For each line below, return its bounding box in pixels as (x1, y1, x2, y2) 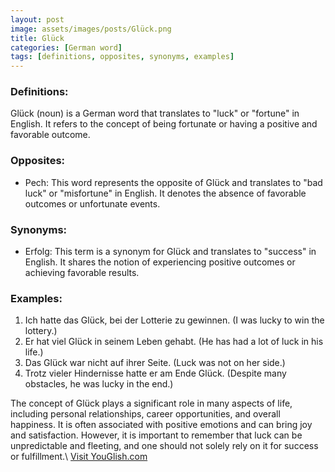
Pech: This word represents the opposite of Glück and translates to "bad (24, 176, 323, 188)
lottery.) (24, 325, 58, 337)
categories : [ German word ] (10, 42, 123, 53)
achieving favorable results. (24, 267, 140, 279)
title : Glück (10, 33, 65, 43)
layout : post (10, 14, 65, 25)
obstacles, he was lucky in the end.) (24, 378, 174, 390)
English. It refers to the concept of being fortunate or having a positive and (10, 118, 318, 130)
